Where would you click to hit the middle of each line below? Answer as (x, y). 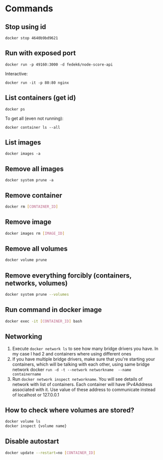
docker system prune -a (29, 180)
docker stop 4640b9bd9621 (31, 38)
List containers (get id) (41, 98)
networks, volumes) (36, 283)
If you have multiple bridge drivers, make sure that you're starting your (83, 359)
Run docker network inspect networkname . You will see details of (77, 379)
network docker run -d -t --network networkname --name (72, 369)
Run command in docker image (54, 310)
